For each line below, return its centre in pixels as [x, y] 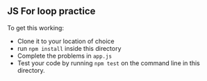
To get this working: [36, 27]
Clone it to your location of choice [66, 41]
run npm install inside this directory [69, 48]
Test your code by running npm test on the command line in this [108, 63]
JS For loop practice [51, 11]
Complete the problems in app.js [65, 56]
